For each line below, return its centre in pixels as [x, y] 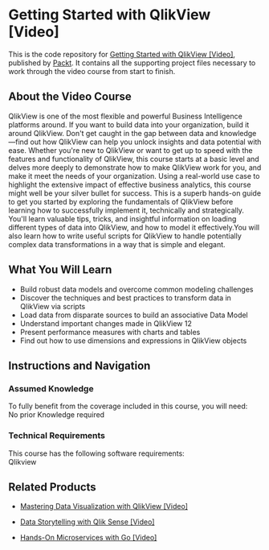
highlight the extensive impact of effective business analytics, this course [130, 184]
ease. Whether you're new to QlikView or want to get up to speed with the [130, 150]
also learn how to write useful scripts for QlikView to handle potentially [125, 236]
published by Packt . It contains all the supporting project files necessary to [132, 63]
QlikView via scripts [53, 306]
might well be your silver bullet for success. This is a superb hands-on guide [135, 193]
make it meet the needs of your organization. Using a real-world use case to [134, 176]
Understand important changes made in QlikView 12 [106, 323]
